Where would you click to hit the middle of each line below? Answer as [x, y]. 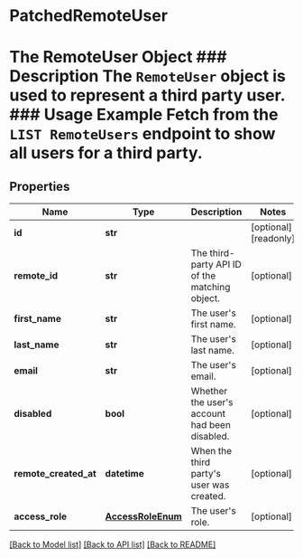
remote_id [36, 276]
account [208, 414]
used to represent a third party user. [147, 95]
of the [203, 276]
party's [206, 474]
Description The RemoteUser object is [147, 76]
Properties [40, 186]
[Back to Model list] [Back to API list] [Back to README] [113, 544]
